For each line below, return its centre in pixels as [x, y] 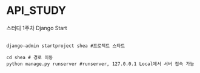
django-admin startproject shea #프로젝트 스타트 [66, 46]
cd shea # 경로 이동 [30, 57]
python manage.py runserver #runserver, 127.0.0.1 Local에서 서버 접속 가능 [100, 64]
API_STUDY [36, 11]
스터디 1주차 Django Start [37, 28]
